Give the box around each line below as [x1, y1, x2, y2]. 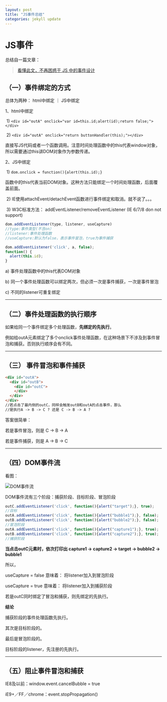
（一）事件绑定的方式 [5, 83, 71, 92]
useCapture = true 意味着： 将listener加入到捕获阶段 [5, 583, 113, 589]
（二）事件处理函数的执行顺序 [5, 310, 97, 318]
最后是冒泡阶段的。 [5, 635, 45, 641]
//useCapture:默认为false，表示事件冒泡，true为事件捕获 [5, 236, 113, 241]
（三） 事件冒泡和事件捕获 [5, 361, 85, 370]
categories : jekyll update [5, 16, 61, 21]
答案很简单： [5, 417, 31, 423]
